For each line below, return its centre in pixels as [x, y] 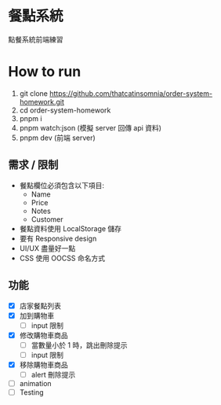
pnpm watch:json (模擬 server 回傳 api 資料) [91, 127]
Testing [32, 392]
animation [36, 383]
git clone [34, 93]
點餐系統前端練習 [36, 39]
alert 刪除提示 [53, 374]
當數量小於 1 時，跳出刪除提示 [79, 345]
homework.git [42, 101]
